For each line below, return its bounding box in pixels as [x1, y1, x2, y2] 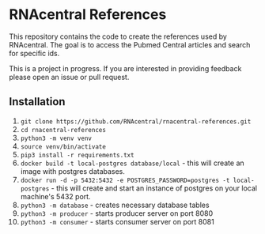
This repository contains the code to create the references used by [9, 32, 228, 41]
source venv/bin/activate [20, 142, 106, 151]
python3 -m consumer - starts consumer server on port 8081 [20, 217, 214, 226]
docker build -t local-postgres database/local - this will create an [20, 158, 244, 168]
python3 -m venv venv [20, 134, 92, 142]
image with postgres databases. [20, 166, 126, 175]
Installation [9, 95, 66, 108]
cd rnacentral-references [20, 126, 106, 134]
